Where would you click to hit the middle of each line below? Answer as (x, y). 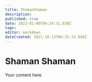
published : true (22, 19)
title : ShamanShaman (26, 10)
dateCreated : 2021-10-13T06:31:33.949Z (46, 37)
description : (18, 14)
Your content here (23, 75)
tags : (11, 28)
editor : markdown (23, 32)
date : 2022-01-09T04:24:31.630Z (38, 23)
